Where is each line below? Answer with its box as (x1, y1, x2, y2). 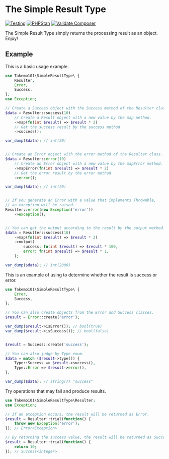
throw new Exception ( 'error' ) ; (14, 421, 80, 426)
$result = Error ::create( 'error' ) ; (5, 315, 80, 320)
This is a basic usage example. (5, 63, 69, 69)
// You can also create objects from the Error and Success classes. (5, 310, 154, 315)
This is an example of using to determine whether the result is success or (5, 271, 157, 278)
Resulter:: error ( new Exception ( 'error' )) (5, 207, 94, 212)
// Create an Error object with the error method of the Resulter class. (5, 152, 163, 157)
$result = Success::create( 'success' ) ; (5, 342, 89, 347)
